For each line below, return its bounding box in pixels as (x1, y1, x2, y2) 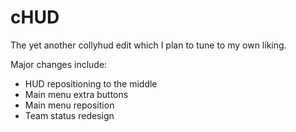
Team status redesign (24, 109, 115, 121)
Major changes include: (10, 58, 108, 70)
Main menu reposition (24, 99, 115, 111)
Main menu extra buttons (24, 88, 129, 100)
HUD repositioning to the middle (24, 77, 158, 90)
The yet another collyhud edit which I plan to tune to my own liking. (10, 39, 287, 51)
